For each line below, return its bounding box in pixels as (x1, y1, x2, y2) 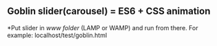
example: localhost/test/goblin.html (7, 31, 107, 39)
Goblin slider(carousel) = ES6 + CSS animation (7, 5, 211, 17)
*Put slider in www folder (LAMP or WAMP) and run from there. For (7, 23, 198, 32)
